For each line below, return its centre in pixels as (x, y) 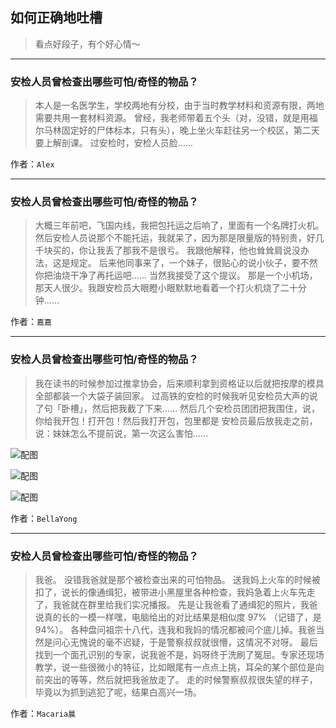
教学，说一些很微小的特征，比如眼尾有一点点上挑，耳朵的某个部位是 (175, 667)
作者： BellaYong (44, 518)
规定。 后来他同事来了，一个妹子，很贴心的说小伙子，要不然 (193, 263)
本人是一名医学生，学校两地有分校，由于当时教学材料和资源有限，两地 (179, 105)
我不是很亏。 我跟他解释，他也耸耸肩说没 (216, 250)
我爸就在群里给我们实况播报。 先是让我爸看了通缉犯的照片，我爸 (185, 604)
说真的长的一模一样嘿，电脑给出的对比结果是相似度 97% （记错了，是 (178, 617)
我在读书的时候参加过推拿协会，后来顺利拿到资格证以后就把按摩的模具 (179, 383)
